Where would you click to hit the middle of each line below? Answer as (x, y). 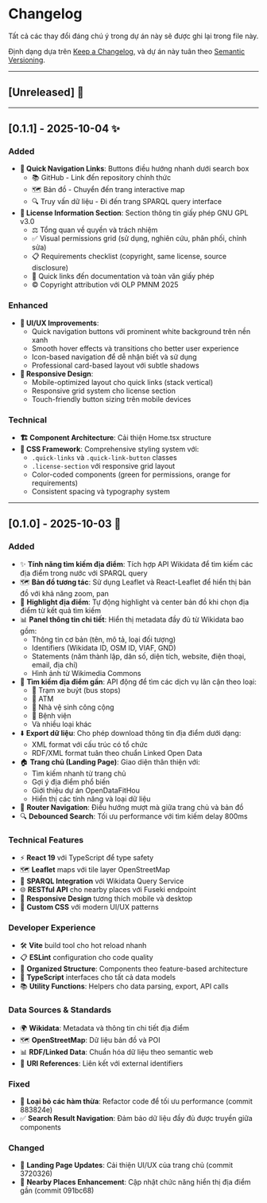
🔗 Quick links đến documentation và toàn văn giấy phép (123, 277)
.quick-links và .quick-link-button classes (104, 458)
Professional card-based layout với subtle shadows (116, 365)
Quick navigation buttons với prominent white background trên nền (141, 331)
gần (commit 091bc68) (57, 1191)
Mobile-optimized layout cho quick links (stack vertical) (122, 382)
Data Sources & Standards (60, 1010)
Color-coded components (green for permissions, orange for (131, 474)
